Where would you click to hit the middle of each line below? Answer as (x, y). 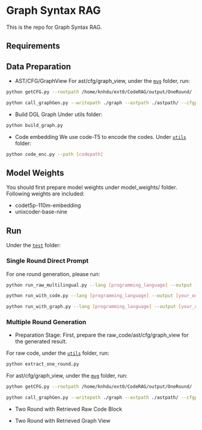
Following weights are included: (45, 194)
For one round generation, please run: (53, 274)
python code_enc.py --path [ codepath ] (55, 154)
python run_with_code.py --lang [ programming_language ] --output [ (93, 296)
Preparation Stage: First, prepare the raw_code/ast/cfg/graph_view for (102, 335)
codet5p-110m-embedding (48, 206)
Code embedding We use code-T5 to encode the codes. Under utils (100, 137)
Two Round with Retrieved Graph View (63, 421)
